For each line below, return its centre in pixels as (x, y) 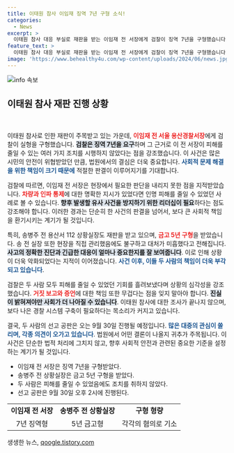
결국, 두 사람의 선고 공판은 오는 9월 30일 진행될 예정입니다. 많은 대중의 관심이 (112, 325)
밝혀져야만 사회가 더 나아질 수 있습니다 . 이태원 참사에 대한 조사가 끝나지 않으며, (120, 302)
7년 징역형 (32, 424)
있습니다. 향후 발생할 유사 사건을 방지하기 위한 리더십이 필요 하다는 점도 (129, 202)
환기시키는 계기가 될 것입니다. (55, 220)
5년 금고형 (87, 424)
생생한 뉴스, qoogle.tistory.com (51, 442)
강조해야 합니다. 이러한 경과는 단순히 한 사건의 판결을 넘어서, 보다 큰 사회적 (108, 211)
